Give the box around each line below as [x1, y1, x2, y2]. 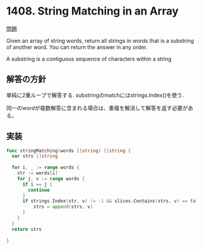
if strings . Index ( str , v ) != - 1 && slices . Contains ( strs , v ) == [22, 198, 188, 204]
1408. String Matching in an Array [6, 4, 179, 18]
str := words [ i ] [17, 170, 59, 176]
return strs [11, 226, 42, 232]
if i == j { [22, 181, 53, 187]
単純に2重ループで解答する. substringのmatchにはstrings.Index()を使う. [6, 91, 184, 99]
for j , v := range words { [17, 175, 85, 182]
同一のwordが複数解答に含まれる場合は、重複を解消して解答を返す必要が [6, 104, 188, 111]
